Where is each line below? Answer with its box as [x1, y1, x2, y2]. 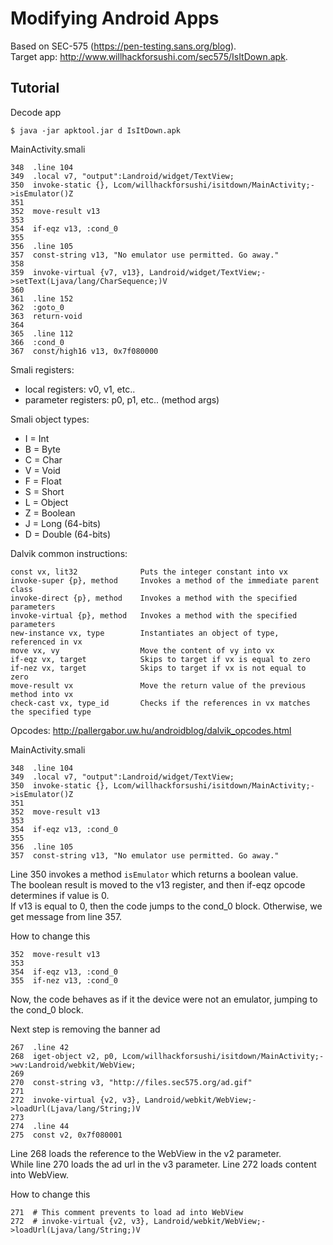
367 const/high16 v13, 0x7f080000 [10, 346, 159, 356]
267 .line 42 [10, 1042, 70, 1052]
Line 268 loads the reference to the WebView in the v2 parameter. [10, 1147, 282, 1159]
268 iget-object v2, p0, [10, 1051, 118, 1061]
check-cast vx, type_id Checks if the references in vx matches [10, 698, 311, 708]
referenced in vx [10, 637, 83, 647]
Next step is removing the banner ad [10, 1023, 161, 1035]
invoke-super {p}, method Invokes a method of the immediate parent [10, 575, 320, 586]
